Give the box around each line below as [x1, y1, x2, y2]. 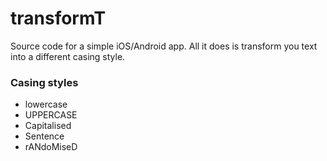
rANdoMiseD [24, 141, 78, 153]
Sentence [24, 130, 65, 142]
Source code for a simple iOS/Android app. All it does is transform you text [10, 40, 318, 52]
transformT [10, 7, 107, 30]
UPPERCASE [24, 109, 78, 121]
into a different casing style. [10, 50, 126, 62]
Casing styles [10, 75, 79, 89]
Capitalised [24, 120, 72, 132]
